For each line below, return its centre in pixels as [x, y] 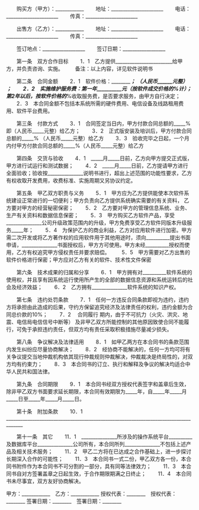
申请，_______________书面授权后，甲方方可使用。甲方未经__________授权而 [95, 245]
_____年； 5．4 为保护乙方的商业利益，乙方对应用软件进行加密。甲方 [102, 230]
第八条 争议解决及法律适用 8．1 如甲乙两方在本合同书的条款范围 [103, 342]
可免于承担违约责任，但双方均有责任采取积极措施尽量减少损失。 [94, 329]
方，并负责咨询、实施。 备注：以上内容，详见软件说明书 [79, 69]
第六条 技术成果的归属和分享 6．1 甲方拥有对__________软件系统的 [104, 272]
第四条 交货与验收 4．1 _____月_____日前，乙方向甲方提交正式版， [104, 158]
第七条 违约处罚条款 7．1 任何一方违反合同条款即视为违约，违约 [103, 300]
